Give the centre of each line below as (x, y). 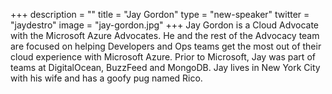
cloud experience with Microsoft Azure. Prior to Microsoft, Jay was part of (163, 57)
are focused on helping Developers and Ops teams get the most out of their (166, 46)
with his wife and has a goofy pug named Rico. (106, 78)
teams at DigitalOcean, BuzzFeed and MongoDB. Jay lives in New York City (165, 67)
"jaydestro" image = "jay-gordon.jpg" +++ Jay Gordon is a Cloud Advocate (165, 25)
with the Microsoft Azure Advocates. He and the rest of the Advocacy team (165, 35)
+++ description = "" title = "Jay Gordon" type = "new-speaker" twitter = (160, 14)
